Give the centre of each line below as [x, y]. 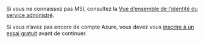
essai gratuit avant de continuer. [47, 33]
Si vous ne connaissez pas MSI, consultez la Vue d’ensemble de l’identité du [102, 9]
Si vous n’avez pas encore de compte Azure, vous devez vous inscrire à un [100, 27]
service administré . [30, 15]
